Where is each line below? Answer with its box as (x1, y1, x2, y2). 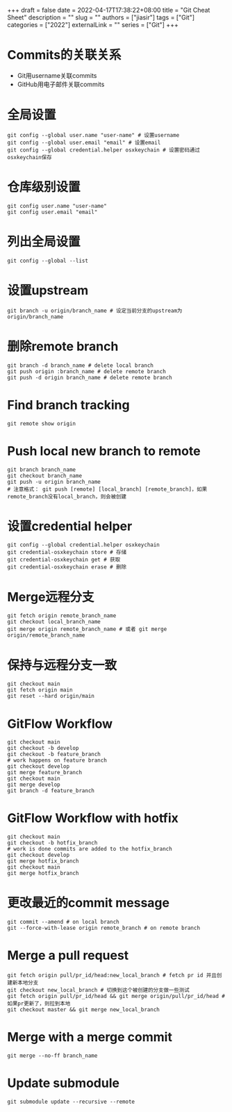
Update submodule (7, 1075, 120, 1091)
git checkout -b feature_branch (7, 751, 101, 758)
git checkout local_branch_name (7, 619, 101, 625)
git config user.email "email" (7, 208, 98, 215)
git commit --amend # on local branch (7, 919, 119, 926)
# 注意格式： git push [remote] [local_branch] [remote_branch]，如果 (7, 486, 208, 493)
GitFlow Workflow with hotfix (7, 810, 179, 826)
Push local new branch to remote (7, 443, 201, 459)
